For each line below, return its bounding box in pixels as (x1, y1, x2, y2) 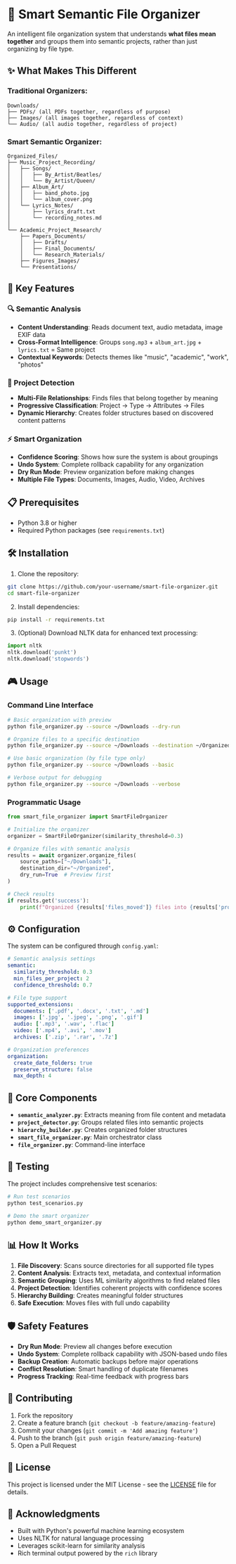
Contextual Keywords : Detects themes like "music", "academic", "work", (17, 352, 229, 361)
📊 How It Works (7, 1239, 79, 1251)
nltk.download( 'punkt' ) (7, 649, 77, 656)
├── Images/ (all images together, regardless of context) (7, 114, 184, 122)
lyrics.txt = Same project (17, 345, 96, 354)
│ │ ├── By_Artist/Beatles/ (7, 171, 102, 178)
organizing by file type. (7, 44, 74, 53)
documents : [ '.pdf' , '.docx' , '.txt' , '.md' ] (13, 1007, 150, 1015)
